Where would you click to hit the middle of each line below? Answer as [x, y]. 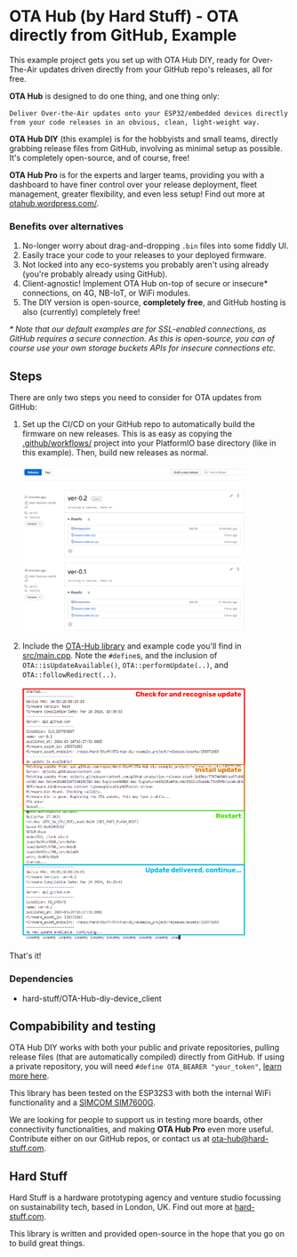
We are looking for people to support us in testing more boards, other [136, 1120]
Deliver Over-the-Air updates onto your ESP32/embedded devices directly [149, 113]
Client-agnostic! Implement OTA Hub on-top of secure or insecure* [145, 284]
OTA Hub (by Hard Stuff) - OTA [124, 16]
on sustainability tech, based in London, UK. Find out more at [121, 1207]
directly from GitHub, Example [123, 35]
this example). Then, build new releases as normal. [115, 453]
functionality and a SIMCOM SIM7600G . [82, 1103]
